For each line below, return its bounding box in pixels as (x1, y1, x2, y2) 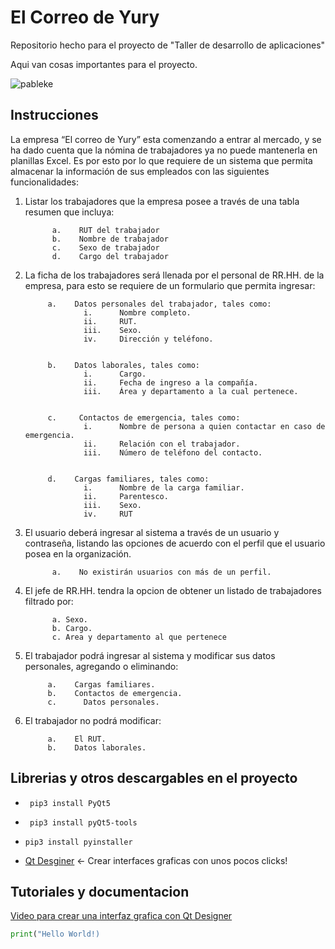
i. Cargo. (83, 369, 147, 379)
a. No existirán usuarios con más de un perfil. (51, 567, 272, 577)
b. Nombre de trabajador (51, 234, 169, 244)
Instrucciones (10, 107, 99, 124)
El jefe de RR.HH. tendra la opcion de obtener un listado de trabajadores (24, 584, 322, 596)
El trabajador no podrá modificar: (24, 714, 162, 726)
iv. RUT (83, 509, 133, 519)
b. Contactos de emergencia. (47, 688, 183, 698)
